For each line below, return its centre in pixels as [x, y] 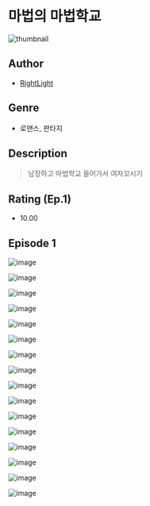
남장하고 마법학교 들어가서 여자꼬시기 [85, 174]
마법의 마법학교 [55, 16]
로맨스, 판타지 [41, 128]
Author [26, 64]
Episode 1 [33, 243]
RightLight [37, 83]
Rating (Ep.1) [40, 199]
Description [38, 153]
